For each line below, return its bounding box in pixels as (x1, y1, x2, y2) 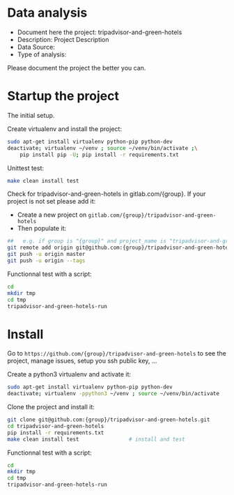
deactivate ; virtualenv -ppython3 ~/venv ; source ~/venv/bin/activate (7, 390, 219, 397)
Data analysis (7, 5, 88, 21)
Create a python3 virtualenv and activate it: (7, 370, 131, 379)
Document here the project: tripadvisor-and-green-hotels (17, 28, 182, 36)
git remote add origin (7, 244, 73, 252)
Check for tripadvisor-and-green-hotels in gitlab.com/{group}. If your (7, 190, 206, 198)
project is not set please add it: (7, 197, 96, 206)
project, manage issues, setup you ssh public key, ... (7, 357, 157, 365)
